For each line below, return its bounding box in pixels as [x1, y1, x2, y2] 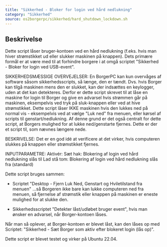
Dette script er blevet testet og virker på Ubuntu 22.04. [5, 236, 118, 242]
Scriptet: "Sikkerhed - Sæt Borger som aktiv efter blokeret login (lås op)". [5, 227, 155, 233]
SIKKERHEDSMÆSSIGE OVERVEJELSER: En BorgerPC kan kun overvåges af [5, 74, 162, 80]
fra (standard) [5, 162, 34, 167]
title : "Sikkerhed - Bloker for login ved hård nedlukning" [5, 7, 133, 12]
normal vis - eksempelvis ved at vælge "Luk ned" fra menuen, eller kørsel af [5, 110, 162, 117]
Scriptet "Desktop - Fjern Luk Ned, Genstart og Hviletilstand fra [12, 181, 143, 187]
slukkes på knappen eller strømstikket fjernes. [5, 141, 99, 147]
